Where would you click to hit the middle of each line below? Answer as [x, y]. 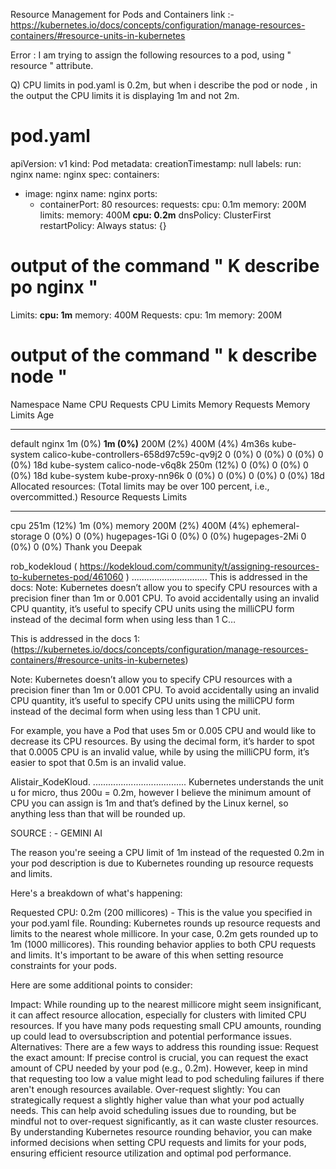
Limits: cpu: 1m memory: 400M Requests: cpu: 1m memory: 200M [146, 315]
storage [26, 536]
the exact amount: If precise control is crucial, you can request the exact [159, 1057]
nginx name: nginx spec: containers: [85, 174]
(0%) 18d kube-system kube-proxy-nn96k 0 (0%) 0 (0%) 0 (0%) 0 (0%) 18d [167, 475]
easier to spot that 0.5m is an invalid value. [98, 762]
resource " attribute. [52, 65]
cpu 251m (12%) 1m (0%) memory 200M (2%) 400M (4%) [130, 525]
